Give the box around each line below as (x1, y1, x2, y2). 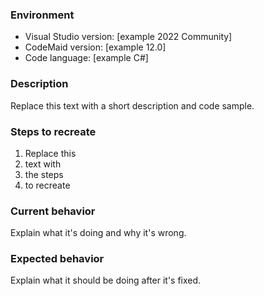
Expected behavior (10, 252, 105, 266)
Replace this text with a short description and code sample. (10, 99, 255, 112)
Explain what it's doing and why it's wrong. (10, 227, 187, 239)
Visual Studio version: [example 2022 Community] (24, 31, 233, 43)
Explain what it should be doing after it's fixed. (10, 274, 202, 287)
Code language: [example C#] (24, 52, 149, 64)
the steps (24, 168, 64, 180)
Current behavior (10, 204, 96, 218)
